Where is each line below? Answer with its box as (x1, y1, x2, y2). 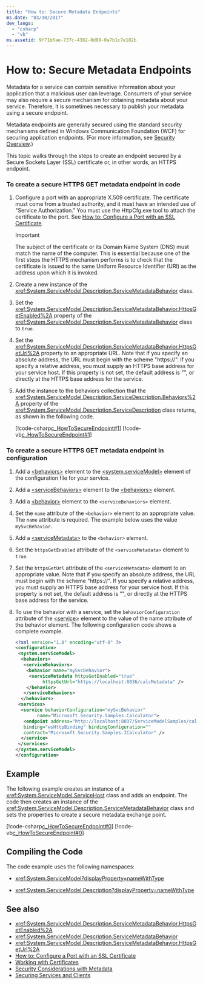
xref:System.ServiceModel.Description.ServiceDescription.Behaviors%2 (15, 394, 196, 401)
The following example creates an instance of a (6, 785, 125, 792)
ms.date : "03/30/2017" (6, 15, 64, 21)
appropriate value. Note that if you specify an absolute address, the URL (15, 570, 196, 578)
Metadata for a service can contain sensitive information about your (6, 83, 176, 90)
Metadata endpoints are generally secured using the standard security (6, 121, 182, 128)
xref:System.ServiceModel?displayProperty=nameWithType (15, 874, 165, 882)
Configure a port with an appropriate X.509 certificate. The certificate (15, 194, 190, 201)
